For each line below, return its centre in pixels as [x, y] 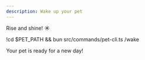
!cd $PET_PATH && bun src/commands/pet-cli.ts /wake [73, 39]
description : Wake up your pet [44, 11]
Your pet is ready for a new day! [45, 51]
